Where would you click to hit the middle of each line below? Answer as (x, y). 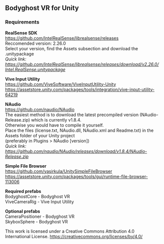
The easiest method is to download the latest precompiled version (72, 115)
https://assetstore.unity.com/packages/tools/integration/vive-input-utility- (80, 89)
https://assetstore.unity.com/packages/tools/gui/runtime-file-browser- (77, 176)
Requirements (22, 22)
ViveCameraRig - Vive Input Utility (40, 202)
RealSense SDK (21, 33)
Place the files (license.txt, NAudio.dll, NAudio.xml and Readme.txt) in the (79, 130)
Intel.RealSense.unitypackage (35, 69)
